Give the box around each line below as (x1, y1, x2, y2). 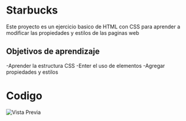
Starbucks (6, 4, 58, 17)
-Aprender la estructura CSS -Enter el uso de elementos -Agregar (6, 62, 165, 69)
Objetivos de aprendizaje (6, 47, 100, 57)
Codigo (6, 89, 42, 102)
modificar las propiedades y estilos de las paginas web (6, 29, 139, 36)
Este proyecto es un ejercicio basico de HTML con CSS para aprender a (6, 23, 181, 30)
